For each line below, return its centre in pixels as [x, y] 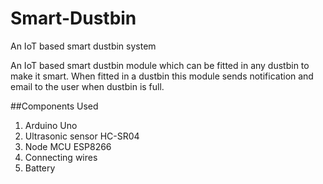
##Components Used [54, 106]
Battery [40, 168]
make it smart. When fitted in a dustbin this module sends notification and [162, 76]
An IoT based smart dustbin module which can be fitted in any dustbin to [160, 65]
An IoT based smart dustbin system [83, 46]
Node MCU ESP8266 [68, 146]
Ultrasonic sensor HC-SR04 [82, 136]
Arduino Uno [51, 125]
